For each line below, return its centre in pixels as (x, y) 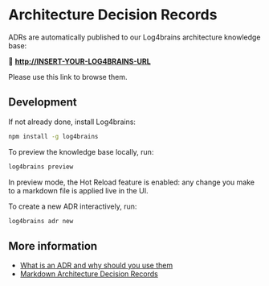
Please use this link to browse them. (68, 77)
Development (43, 102)
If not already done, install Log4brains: (72, 122)
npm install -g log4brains (53, 136)
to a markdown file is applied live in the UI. (78, 190)
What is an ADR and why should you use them (96, 265)
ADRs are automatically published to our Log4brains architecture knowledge (134, 37)
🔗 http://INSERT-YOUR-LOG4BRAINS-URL (79, 61)
